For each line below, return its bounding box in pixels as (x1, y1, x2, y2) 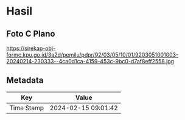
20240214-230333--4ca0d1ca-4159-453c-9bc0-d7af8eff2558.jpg (6, 58, 175, 65)
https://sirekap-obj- (6, 44, 56, 52)
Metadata (6, 75, 44, 86)
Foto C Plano (6, 29, 55, 39)
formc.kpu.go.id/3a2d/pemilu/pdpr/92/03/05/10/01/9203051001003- (6, 51, 179, 58)
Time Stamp (9, 104, 44, 112)
